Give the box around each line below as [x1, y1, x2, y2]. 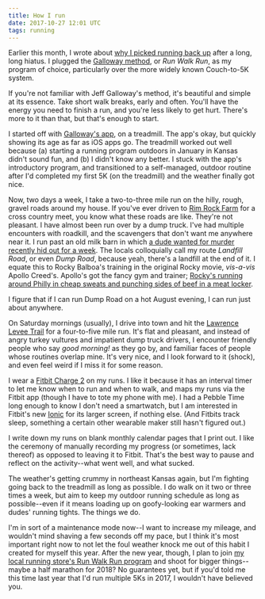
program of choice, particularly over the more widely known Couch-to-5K [8, 65, 249, 74]
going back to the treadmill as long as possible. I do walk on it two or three [8, 483, 252, 492]
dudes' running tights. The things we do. [8, 508, 141, 517]
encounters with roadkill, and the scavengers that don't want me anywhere [8, 229, 253, 238]
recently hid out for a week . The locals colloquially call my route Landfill [8, 246, 244, 255]
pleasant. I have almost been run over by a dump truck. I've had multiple [8, 220, 244, 230]
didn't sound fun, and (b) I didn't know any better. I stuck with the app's [8, 155, 242, 164]
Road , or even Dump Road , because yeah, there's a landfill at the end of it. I [8, 254, 256, 264]
